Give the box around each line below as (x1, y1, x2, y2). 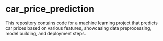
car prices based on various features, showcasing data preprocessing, (5, 25, 152, 31)
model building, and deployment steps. (5, 30, 86, 36)
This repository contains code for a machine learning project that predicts (5, 20, 158, 26)
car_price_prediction (5, 3, 95, 15)
